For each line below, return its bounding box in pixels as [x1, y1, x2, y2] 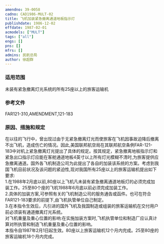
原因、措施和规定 [5, 124, 45, 131]
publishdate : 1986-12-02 [5, 20, 56, 26]
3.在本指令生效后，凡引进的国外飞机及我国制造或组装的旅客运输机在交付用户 [5, 203, 159, 209]
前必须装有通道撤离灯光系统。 [5, 209, 65, 215]
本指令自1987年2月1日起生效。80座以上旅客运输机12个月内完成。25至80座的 [5, 227, 159, 233]
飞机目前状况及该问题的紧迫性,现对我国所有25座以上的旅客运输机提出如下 [9, 166, 157, 172]
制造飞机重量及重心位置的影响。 [30, 222, 95, 227]
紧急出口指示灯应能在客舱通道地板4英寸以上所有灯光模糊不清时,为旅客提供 [5, 154, 155, 160]
